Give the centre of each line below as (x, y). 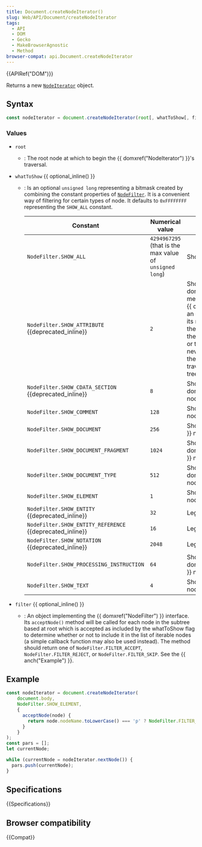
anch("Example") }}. (49, 660)
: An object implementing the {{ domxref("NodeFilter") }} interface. (106, 616)
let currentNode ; (28, 749)
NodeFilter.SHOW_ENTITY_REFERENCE (76, 524)
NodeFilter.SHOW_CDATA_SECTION (72, 387)
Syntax (20, 104)
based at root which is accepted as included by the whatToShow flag (109, 628)
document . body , (36, 699)
